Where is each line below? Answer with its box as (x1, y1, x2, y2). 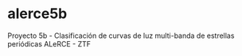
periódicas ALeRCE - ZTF (7, 39, 92, 48)
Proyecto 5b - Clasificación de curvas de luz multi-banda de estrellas (7, 31, 235, 40)
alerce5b (7, 5, 68, 23)
